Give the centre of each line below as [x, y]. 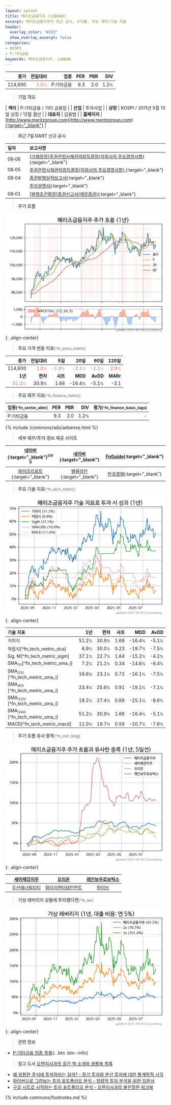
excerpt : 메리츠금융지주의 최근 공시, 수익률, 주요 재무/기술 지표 [66, 21]
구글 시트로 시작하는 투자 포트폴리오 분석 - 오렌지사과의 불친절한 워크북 [83, 1087]
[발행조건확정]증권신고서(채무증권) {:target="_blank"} [83, 194]
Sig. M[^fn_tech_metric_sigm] [38, 656]
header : [13, 27]
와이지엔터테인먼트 [64, 888]
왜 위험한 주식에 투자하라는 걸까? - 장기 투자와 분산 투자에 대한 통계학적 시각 [88, 1074]
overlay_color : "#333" [34, 32]
